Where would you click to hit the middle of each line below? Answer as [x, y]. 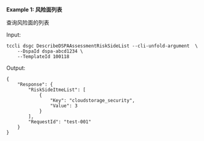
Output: [16, 68]
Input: [14, 35]
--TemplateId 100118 [43, 57]
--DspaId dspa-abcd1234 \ [50, 51]
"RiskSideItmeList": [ [57, 90]
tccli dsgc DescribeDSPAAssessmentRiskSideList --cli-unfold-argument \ [102, 46]
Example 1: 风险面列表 [34, 9]
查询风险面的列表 [28, 23]
